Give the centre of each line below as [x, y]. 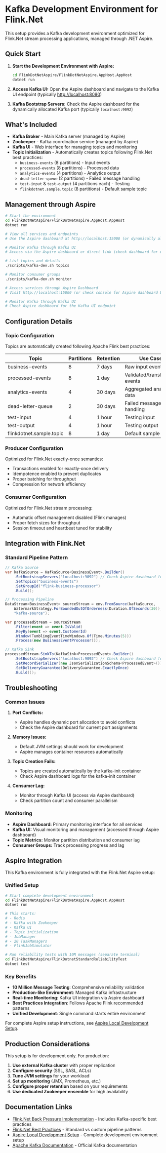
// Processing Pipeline [30, 599]
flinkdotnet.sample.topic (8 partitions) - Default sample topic [83, 189]
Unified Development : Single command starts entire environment [79, 1014]
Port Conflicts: [28, 713]
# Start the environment [31, 216]
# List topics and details [33, 261]
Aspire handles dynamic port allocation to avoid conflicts [78, 722]
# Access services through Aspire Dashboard [52, 288]
